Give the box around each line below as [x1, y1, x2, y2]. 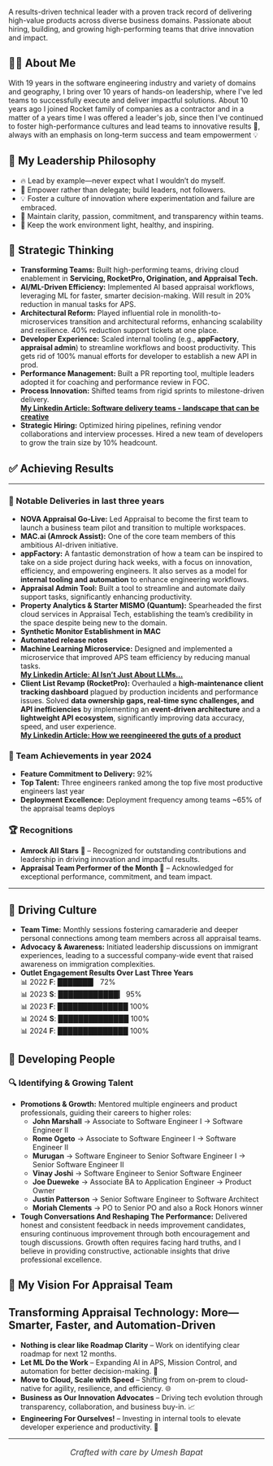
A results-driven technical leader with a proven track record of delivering [8, 7, 253, 16]
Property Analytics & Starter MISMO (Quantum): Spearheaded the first [19, 600, 262, 610]
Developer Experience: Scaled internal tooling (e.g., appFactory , [19, 334, 240, 344]
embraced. [19, 203, 57, 212]
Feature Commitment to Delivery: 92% [19, 768, 154, 778]
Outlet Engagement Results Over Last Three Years [19, 968, 193, 978]
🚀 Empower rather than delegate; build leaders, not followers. [19, 185, 226, 195]
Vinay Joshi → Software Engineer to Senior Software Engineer [32, 1168, 242, 1178]
